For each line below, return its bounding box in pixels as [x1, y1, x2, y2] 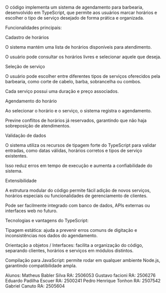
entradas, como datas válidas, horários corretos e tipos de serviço [5, 148, 142, 154]
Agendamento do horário [5, 98, 57, 104]
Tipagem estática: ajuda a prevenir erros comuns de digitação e [5, 227, 137, 233]
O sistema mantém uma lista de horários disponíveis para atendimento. [5, 44, 152, 50]
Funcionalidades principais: [5, 25, 62, 31]
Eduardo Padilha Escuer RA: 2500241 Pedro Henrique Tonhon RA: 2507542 [5, 278, 161, 283]
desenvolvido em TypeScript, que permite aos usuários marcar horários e [5, 10, 157, 16]
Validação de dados [5, 132, 46, 138]
